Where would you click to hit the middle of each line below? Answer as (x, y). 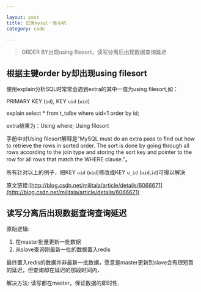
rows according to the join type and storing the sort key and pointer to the (99, 152)
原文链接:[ (19, 185)
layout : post (23, 17)
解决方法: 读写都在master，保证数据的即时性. (63, 283)
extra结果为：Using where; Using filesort (58, 126)
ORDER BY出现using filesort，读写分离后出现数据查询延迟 (94, 52)
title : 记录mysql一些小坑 (37, 23)
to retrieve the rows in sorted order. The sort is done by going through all (98, 146)
